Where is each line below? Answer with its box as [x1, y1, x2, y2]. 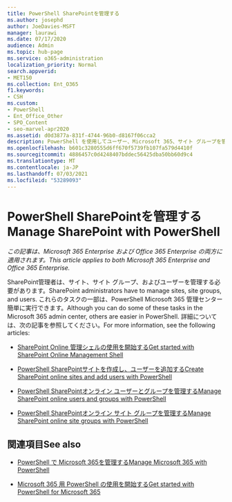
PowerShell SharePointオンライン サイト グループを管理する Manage [17, 409, 211, 417]
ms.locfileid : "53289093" [7, 177, 81, 183]
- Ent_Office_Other [7, 112, 64, 119]
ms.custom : [7, 100, 39, 107]
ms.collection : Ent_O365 [7, 81, 79, 88]
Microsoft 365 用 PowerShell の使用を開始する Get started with [17, 480, 195, 488]
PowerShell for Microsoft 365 [17, 488, 101, 496]
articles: [7, 329, 30, 337]
